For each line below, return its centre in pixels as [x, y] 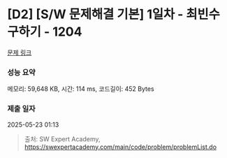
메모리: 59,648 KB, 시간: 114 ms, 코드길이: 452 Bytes [81, 89]
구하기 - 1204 [45, 32]
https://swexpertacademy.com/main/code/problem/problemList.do [120, 147]
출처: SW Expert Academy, [62, 139]
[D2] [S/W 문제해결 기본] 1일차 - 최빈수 [113, 14]
